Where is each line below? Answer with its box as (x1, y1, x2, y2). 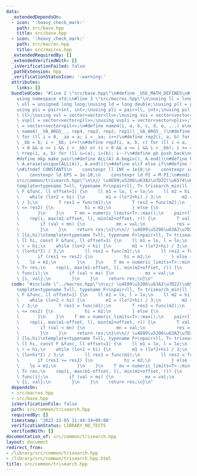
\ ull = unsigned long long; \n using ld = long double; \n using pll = (16, 101, 188, 107)
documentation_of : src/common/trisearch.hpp (6, 434, 117, 440)
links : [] (16, 85, 41, 91)
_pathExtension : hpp (11, 69, 62, 74)
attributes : (11, 80, 41, 86)
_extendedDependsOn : (11, 14, 62, 20)
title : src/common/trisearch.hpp (6, 461, 88, 467)
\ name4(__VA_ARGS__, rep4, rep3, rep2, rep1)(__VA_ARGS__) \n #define (16, 128, 191, 135)
